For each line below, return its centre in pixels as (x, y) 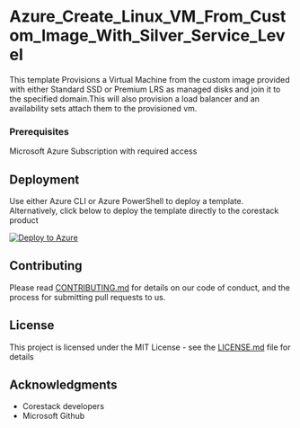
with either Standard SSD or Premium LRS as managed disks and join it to (145, 89)
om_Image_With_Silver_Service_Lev (147, 36)
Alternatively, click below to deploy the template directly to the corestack (144, 211)
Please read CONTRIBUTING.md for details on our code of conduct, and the (150, 287)
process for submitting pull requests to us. (88, 297)
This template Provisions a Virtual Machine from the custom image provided (150, 79)
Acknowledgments (64, 385)
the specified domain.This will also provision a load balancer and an (135, 98)
